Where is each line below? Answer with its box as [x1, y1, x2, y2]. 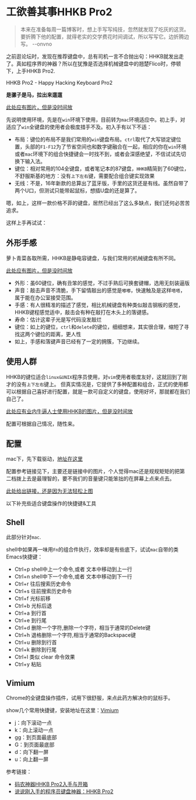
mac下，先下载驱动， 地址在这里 [6, 456, 83, 463]
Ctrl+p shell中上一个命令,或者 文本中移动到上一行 [14, 565, 132, 573]
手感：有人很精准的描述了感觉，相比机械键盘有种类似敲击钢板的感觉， [14, 301, 184, 308]
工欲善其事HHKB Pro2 [6, 5, 113, 19]
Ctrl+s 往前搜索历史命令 [14, 588, 72, 595]
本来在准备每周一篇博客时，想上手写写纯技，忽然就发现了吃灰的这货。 [20, 26, 190, 33]
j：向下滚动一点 [14, 719, 52, 726]
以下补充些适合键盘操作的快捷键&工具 [6, 500, 97, 507]
